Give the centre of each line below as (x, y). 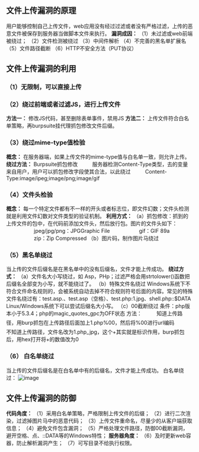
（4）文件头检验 (30, 194)
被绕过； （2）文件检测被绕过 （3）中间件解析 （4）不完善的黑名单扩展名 (96, 41)
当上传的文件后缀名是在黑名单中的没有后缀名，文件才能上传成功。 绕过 (92, 269)
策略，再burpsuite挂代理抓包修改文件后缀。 (64, 126)
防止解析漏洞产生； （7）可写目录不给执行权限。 (76, 443)
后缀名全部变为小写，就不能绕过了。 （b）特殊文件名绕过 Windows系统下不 (98, 284)
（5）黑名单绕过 (29, 255)
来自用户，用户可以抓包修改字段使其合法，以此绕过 (68, 171)
